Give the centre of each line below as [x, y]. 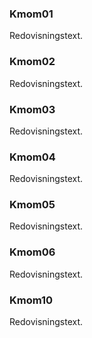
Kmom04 [32, 157]
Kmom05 [32, 205]
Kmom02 [32, 62]
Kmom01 [31, 14]
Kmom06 [32, 252]
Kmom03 [32, 109]
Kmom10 [31, 300]
